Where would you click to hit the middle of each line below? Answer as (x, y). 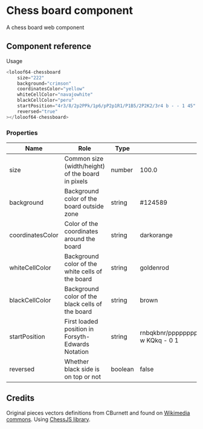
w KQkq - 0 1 (159, 340)
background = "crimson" (44, 83)
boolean (122, 369)
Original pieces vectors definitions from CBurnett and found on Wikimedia (98, 413)
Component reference (49, 46)
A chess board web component (45, 27)
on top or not (83, 376)
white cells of (83, 271)
